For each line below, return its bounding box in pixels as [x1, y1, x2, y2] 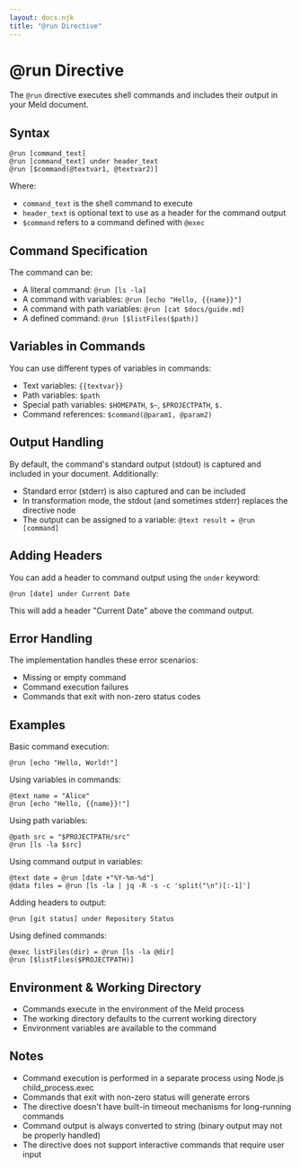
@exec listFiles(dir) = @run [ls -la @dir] [9, 948, 175, 957]
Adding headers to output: [9, 897, 107, 908]
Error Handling [9, 630, 93, 646]
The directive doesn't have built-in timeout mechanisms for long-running [22, 1101, 292, 1111]
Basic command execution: [9, 742, 110, 752]
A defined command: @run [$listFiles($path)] [22, 313, 199, 324]
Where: [9, 180, 37, 191]
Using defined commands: [9, 930, 108, 941]
